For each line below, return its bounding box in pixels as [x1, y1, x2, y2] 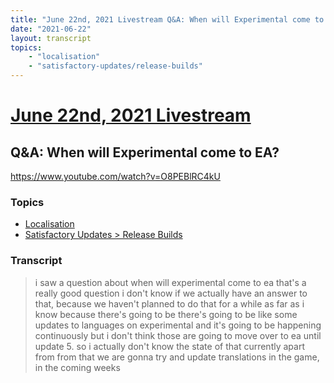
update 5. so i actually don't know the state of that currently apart [34, 340, 305, 352]
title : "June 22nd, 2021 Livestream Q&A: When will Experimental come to [10, 14, 325, 25]
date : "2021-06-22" [10, 24, 92, 34]
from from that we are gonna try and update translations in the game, [34, 351, 320, 363]
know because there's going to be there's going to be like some [34, 308, 298, 320]
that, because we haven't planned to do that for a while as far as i [34, 297, 305, 310]
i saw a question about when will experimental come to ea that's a [34, 276, 307, 288]
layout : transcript [10, 33, 92, 43]
